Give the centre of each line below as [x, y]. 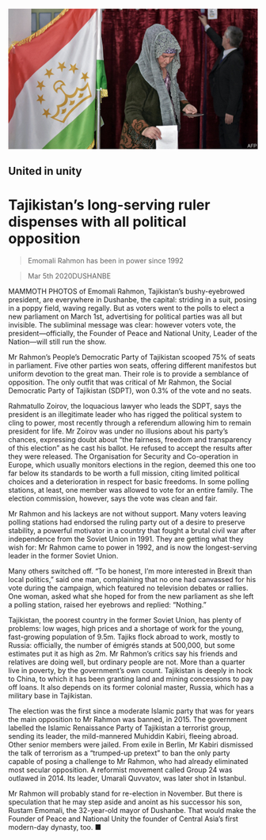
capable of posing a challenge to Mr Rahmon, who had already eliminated [128, 761]
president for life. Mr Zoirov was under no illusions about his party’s [118, 431]
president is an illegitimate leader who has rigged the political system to [125, 414]
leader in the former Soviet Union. [63, 555]
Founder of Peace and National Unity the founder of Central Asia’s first [123, 819]
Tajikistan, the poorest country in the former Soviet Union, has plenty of [125, 620]
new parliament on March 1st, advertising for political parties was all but [125, 316]
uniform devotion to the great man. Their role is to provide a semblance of [129, 373]
